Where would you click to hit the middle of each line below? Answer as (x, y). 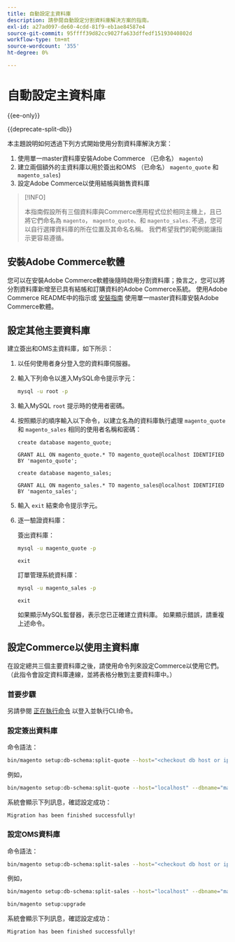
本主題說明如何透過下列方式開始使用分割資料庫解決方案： (90, 143)
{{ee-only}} (24, 115)
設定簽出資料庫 (33, 731)
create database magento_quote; (64, 443)
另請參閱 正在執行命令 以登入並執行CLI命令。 (72, 711)
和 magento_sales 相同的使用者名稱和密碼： (79, 429)
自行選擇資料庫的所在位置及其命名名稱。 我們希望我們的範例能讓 (123, 229)
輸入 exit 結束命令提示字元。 (59, 506)
